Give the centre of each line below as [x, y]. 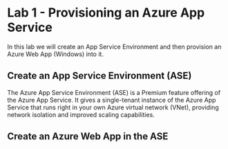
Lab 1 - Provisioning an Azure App [106, 13]
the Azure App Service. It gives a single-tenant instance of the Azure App [112, 100]
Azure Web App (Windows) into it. [55, 54]
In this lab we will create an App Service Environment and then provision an [114, 46]
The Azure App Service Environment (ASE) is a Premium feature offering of [114, 92]
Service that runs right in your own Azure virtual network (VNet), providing [113, 107]
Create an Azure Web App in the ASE [88, 137]
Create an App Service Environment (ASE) [99, 76]
